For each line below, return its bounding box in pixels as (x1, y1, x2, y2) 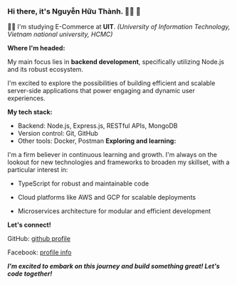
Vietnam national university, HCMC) (7, 30, 113, 38)
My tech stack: (7, 108, 53, 117)
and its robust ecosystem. (7, 65, 84, 74)
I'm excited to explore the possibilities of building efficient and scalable (7, 79, 216, 87)
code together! (7, 269, 53, 278)
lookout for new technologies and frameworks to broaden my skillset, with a (7, 158, 230, 166)
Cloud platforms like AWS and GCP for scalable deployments (17, 193, 196, 202)
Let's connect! (7, 220, 51, 230)
